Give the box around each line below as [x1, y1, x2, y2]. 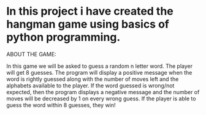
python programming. [6, 31, 121, 44]
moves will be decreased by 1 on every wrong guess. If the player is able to [6, 95, 196, 102]
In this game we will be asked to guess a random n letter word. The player [6, 62, 193, 70]
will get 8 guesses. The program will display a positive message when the [6, 69, 193, 76]
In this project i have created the [6, 4, 174, 18]
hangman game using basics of [6, 17, 170, 31]
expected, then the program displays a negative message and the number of [6, 88, 200, 95]
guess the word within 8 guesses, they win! [6, 101, 116, 108]
